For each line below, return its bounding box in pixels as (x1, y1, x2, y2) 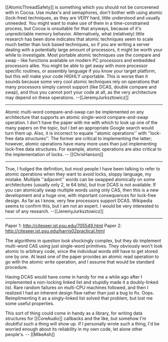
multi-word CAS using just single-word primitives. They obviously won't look (5, 243, 163, 249)
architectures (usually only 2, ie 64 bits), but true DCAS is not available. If (5, 182, 156, 187)
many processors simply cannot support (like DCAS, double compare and (5, 84, 156, 89)
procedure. (5, 264, 28, 270)
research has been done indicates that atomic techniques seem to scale (5, 36, 153, 42)
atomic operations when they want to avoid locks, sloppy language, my (5, 171, 151, 177)
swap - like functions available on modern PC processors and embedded (5, 57, 155, 63)
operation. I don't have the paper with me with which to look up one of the (5, 119, 158, 125)
